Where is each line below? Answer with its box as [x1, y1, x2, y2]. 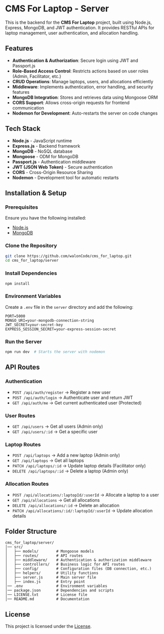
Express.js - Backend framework [12, 143, 80, 149]
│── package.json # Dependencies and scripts [5, 588, 114, 593]
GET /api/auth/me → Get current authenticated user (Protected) [12, 400, 142, 405]
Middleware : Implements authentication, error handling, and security [12, 84, 154, 90]
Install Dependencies [5, 270, 57, 277]
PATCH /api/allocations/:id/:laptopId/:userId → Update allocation [12, 508, 153, 514]
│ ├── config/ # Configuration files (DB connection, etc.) [5, 566, 152, 572]
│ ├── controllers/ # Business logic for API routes [5, 562, 125, 567]
